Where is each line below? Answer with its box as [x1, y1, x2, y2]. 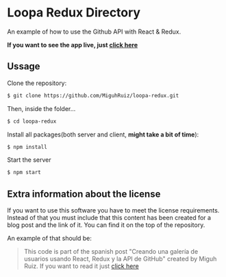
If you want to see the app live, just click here [7, 40, 138, 49]
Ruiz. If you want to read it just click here [23, 262, 139, 270]
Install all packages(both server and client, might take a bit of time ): [7, 130, 199, 138]
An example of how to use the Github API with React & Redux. [7, 27, 181, 36]
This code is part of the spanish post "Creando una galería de [23, 248, 199, 256]
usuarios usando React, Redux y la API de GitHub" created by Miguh [23, 255, 217, 263]
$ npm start [7, 169, 41, 176]
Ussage [7, 60, 40, 73]
